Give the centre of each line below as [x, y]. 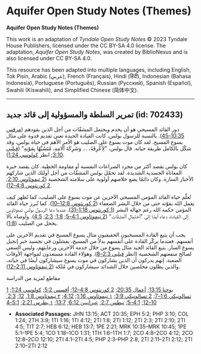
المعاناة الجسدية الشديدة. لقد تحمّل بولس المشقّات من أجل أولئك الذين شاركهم [94, 172]
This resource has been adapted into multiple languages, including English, [99, 69]
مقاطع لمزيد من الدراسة [33, 278]
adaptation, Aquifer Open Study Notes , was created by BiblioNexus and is [97, 51]
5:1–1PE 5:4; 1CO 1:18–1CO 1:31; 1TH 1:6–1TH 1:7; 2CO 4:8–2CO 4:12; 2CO [104, 332]
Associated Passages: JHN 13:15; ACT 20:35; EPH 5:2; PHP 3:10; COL [102, 314]
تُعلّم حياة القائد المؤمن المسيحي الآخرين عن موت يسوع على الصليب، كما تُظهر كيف [99, 197]
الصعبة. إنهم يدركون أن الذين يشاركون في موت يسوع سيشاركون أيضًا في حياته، [94, 260]
